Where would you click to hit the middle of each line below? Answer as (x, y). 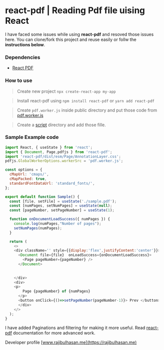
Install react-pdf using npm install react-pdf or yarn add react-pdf (86, 100)
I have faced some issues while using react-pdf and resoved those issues (79, 34)
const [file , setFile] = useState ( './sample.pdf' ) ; (63, 201)
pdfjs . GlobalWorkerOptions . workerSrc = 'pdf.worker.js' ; (64, 161)
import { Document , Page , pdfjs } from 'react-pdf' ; (59, 152)
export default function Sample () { (42, 197)
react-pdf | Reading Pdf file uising (75, 10)
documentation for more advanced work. (54, 333)
